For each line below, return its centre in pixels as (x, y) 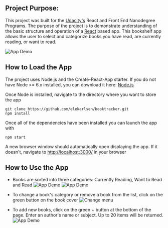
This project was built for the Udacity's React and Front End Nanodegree (80, 20)
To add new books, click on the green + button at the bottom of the (82, 210)
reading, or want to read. (31, 42)
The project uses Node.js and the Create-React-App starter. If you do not (81, 79)
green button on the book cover (45, 200)
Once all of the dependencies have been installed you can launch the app (81, 123)
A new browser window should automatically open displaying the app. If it (81, 146)
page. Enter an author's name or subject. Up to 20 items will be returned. (88, 215)
